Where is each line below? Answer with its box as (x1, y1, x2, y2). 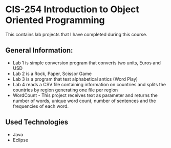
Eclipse (12, 137, 29, 143)
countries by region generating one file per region (12, 87, 118, 93)
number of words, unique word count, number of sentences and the (12, 97, 156, 104)
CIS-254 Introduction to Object (5, 4, 140, 15)
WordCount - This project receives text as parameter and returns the (12, 92, 158, 98)
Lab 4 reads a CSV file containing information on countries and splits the (12, 81, 166, 87)
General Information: (5, 46, 73, 55)
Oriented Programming (5, 14, 105, 26)
